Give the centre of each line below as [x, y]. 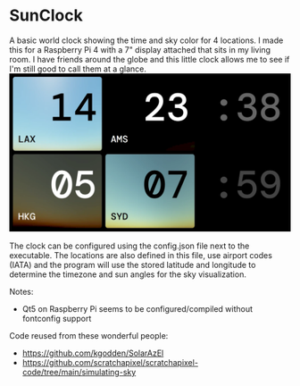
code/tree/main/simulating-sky [79, 372]
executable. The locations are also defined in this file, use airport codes [141, 255]
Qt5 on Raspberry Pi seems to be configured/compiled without [137, 308]
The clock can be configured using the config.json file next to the [129, 246]
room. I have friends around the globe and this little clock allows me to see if [150, 59]
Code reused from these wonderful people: [89, 335]
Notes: [21, 291]
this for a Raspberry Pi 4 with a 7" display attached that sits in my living [140, 49]
